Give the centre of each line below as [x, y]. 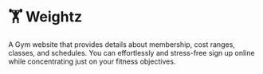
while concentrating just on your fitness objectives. [92, 61]
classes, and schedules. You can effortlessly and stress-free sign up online [131, 53]
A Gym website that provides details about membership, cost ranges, [122, 44]
